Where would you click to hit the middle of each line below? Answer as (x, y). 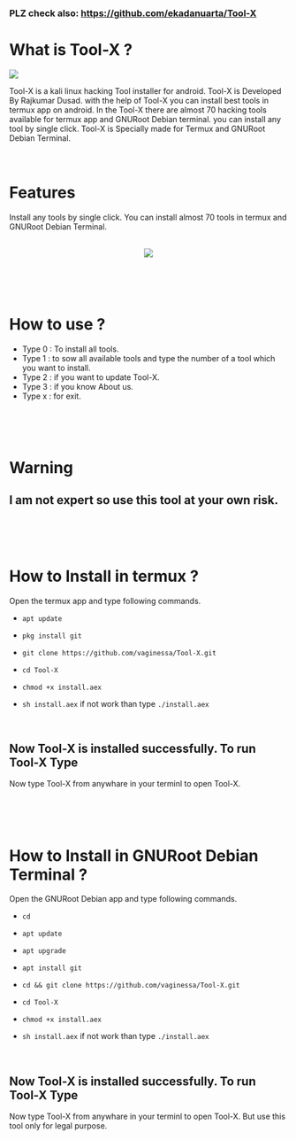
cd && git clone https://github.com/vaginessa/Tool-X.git (131, 986)
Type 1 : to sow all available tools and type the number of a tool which (148, 358)
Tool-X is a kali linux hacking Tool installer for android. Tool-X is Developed (145, 90)
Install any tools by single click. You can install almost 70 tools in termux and (148, 217)
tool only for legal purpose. (58, 1126)
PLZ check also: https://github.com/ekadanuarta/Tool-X (133, 13)
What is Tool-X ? (71, 50)
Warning (41, 467)
